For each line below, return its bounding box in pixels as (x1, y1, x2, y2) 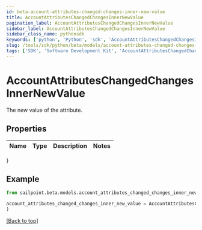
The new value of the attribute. (6, 106, 83, 113)
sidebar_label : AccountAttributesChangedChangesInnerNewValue (6, 25, 165, 32)
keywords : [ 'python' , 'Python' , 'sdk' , (6, 37, 106, 43)
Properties (6, 124, 47, 134)
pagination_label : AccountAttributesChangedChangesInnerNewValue (6, 20, 173, 26)
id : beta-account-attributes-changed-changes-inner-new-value (6, 8, 165, 15)
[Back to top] (6, 217, 38, 224)
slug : (6, 43, 20, 49)
